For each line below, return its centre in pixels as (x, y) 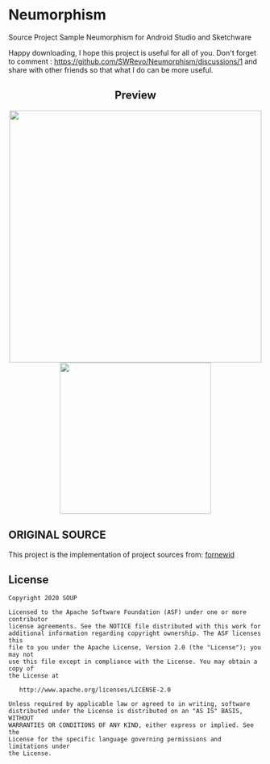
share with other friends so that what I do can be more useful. (111, 69)
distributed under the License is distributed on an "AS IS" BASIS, (126, 712)
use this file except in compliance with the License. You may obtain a (133, 662)
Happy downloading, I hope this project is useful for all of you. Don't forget (132, 52)
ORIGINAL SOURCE (57, 535)
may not (21, 655)
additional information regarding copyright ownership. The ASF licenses (135, 634)
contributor (28, 620)
